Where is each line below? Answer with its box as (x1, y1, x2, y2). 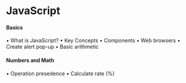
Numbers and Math (6, 57, 55, 64)
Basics (6, 24, 24, 31)
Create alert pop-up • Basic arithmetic (6, 43, 99, 51)
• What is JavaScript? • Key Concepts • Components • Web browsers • (6, 37, 181, 44)
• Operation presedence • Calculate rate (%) (6, 69, 115, 77)
